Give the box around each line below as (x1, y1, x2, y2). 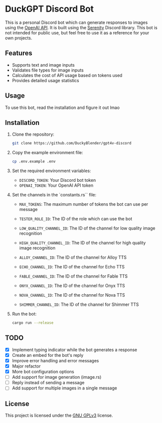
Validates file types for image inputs (12, 67, 84, 73)
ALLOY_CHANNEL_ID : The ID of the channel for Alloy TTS (19, 254, 127, 261)
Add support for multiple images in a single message (12, 385, 118, 391)
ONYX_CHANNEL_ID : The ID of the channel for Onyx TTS (19, 283, 125, 289)
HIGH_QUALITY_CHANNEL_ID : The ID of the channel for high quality (19, 240, 146, 246)
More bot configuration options (12, 369, 74, 375)
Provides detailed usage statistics (12, 77, 79, 83)
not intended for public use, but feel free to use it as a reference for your (5, 30, 149, 35)
